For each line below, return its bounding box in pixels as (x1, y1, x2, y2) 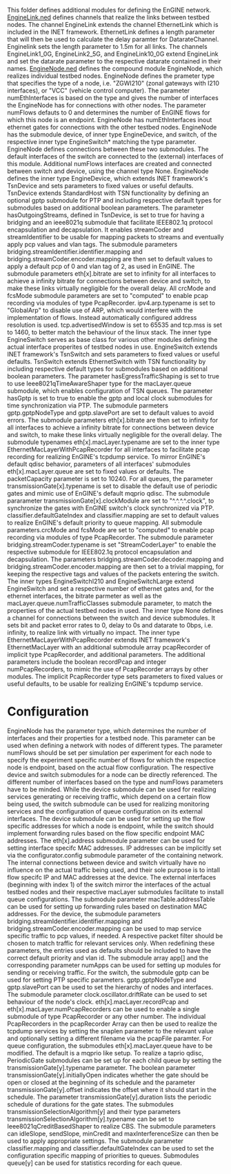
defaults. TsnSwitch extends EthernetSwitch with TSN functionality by (7, 358, 206, 365)
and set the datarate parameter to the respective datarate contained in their (7, 57, 222, 65)
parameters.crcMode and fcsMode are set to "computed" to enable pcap (7, 526, 215, 534)
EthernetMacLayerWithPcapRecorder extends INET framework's (7, 636, 190, 644)
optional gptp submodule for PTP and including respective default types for (7, 196, 222, 204)
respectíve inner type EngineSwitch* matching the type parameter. (7, 138, 197, 145)
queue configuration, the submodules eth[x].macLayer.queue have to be (7, 1041, 213, 1050)
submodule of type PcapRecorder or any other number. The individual (7, 1012, 206, 1020)
